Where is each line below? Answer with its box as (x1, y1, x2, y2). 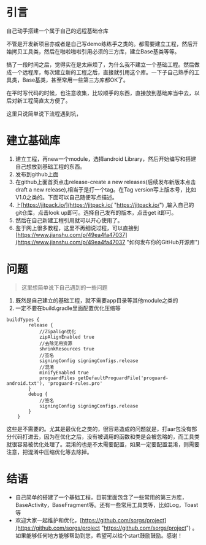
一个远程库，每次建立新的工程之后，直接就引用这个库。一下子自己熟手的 (11, 68, 194, 75)
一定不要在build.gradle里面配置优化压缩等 (15, 304, 121, 312)
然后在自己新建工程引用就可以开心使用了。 (15, 216, 123, 224)
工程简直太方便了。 (22, 96, 71, 104)
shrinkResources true (39, 346, 95, 352)
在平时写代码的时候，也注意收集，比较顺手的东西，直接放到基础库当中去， (6, 89, 194, 96)
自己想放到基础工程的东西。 (15, 163, 86, 170)
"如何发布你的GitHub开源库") (126, 238, 200, 245)
